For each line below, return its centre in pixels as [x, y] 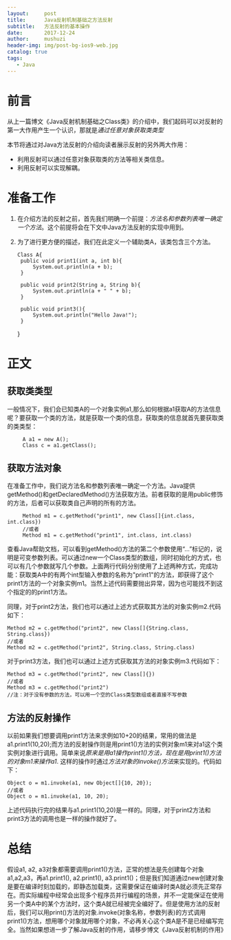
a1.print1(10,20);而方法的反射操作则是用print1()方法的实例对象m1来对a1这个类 [115, 745]
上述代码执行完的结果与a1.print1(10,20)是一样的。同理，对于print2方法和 [109, 810]
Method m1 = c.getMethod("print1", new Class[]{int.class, [109, 516]
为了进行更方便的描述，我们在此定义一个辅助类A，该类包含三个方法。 [115, 242]
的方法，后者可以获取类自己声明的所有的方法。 [73, 503]
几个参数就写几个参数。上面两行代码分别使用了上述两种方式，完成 [118, 566]
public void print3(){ [53, 309]
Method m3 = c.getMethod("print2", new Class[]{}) [81, 674]
